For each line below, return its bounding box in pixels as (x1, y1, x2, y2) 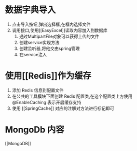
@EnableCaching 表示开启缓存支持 (12, 99, 82, 105)
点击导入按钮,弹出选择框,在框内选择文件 (12, 21, 91, 27)
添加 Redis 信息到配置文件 (12, 87, 64, 93)
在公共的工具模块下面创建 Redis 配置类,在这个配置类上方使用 (12, 93, 133, 99)
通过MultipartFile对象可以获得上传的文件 (19, 33, 99, 39)
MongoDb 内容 (5, 124, 65, 136)
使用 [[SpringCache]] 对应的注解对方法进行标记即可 (12, 105, 114, 111)
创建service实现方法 (19, 39, 60, 45)
